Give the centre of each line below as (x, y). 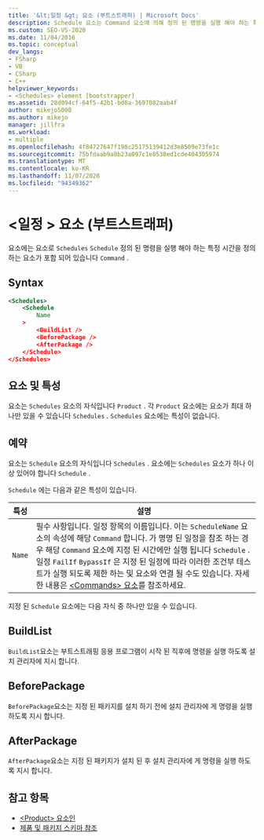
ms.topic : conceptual (44, 45)
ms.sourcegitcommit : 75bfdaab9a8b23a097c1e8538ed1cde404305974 (114, 154)
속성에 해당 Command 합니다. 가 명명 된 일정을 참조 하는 (146, 538)
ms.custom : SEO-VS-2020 (47, 30)
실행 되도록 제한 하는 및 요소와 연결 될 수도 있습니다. (143, 573)
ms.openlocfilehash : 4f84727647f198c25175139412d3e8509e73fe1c (114, 147)
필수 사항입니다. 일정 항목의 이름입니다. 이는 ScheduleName (137, 526)
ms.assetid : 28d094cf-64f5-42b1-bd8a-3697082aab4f (93, 103)
